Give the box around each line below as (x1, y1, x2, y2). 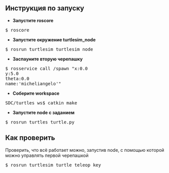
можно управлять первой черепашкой (5, 152, 89, 158)
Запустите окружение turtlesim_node (12, 36, 96, 42)
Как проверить (5, 134, 55, 142)
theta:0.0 (5, 76, 29, 81)
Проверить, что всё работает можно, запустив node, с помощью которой (5, 147, 164, 153)
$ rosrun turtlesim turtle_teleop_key (5, 162, 101, 168)
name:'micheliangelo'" (5, 81, 62, 86)
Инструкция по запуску (5, 4, 84, 13)
